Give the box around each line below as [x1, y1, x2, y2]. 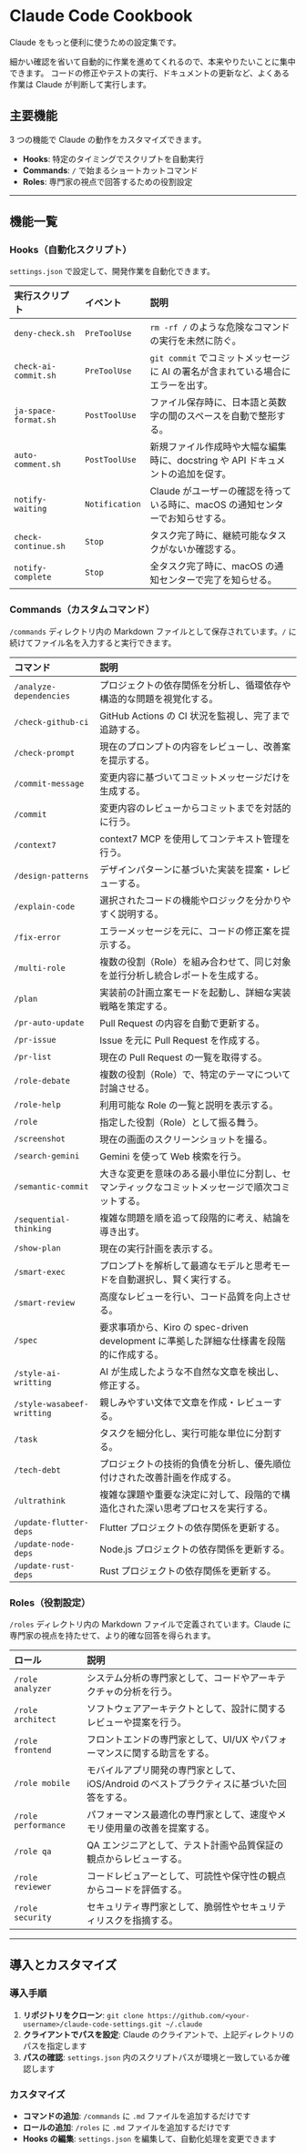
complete [14, 572, 52, 583]
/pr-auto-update [14, 1017, 85, 1027]
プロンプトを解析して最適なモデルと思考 [99, 1259, 273, 1271]
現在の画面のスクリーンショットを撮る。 [99, 1133, 273, 1146]
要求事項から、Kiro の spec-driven [99, 1321, 249, 1333]
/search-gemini [14, 1150, 80, 1161]
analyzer [14, 1684, 52, 1694]
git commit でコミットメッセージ [149, 352, 291, 364]
